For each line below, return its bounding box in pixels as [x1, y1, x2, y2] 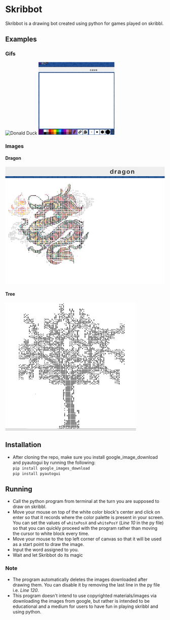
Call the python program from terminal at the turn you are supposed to [12, 498, 159, 504]
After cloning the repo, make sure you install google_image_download [12, 454, 158, 460]
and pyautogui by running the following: [12, 459, 96, 465]
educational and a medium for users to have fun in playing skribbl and [12, 603, 158, 609]
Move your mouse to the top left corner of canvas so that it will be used [12, 536, 162, 542]
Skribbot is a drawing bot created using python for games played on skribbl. [5, 20, 164, 26]
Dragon [5, 155, 21, 161]
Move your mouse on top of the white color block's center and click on [12, 509, 160, 515]
